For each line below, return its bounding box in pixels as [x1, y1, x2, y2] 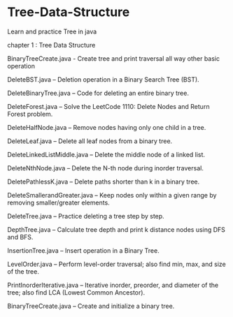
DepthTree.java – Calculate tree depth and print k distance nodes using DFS [7, 225, 226, 234]
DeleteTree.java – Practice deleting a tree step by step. [7, 212, 164, 220]
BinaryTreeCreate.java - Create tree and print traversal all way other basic [7, 54, 220, 63]
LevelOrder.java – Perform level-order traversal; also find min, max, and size [7, 260, 226, 268]
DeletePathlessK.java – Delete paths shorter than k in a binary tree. [7, 177, 200, 186]
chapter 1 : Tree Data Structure [7, 40, 96, 49]
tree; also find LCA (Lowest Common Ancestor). [7, 288, 146, 297]
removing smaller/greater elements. [7, 198, 110, 207]
